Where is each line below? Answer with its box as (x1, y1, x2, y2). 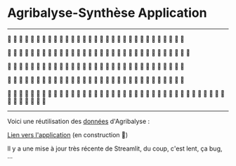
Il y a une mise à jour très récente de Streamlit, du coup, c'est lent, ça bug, (7, 144, 223, 153)
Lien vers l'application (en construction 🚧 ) (7, 130, 129, 139)
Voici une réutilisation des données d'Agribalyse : (7, 117, 150, 125)
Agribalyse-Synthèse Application (7, 5, 207, 21)
